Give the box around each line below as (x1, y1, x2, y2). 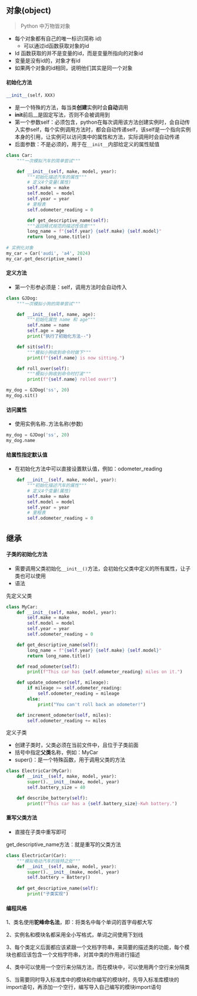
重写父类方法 (6, 814, 37, 821)
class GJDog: (6, 295, 38, 301)
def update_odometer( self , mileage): (16, 680, 109, 685)
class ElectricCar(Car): (6, 852, 67, 859)
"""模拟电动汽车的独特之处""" (16, 858, 81, 864)
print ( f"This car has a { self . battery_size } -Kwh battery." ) (27, 800, 178, 806)
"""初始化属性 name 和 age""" (27, 317, 96, 323)
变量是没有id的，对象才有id (14, 57, 81, 64)
